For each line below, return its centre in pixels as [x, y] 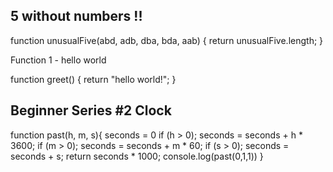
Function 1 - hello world [58, 60]
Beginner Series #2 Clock [91, 110]
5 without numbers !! [76, 16]
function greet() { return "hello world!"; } [93, 79]
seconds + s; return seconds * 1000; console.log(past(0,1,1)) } [137, 156]
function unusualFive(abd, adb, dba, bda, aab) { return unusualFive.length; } [167, 40]
